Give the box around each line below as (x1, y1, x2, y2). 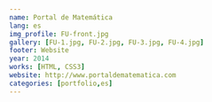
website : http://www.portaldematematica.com (9, 71, 177, 80)
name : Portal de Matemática (9, 12, 114, 22)
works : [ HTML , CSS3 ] (9, 63, 86, 72)
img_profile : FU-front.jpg (9, 29, 109, 38)
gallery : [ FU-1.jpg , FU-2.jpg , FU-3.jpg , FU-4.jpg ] (9, 37, 204, 47)
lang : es (9, 21, 42, 30)
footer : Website (9, 46, 69, 55)
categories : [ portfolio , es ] (9, 79, 114, 88)
